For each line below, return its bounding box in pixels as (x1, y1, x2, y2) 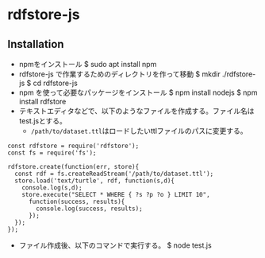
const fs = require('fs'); (7, 149, 97, 157)
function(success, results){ (28, 197, 125, 205)
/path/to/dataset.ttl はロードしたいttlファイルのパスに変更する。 (30, 126, 248, 135)
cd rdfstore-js (33, 78, 79, 88)
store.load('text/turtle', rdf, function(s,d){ (14, 177, 175, 185)
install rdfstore (18, 97, 67, 106)
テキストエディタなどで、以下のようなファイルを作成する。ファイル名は (18, 106, 255, 115)
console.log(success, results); (36, 205, 144, 213)
